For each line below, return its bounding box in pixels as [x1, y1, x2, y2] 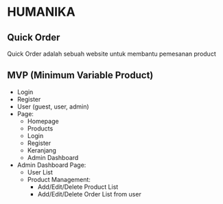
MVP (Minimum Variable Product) [7, 69, 154, 81]
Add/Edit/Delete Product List [37, 183, 119, 191]
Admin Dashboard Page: [16, 161, 86, 169]
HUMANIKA [7, 4, 75, 20]
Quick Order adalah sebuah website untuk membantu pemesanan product [7, 49, 216, 58]
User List [27, 168, 54, 176]
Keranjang [27, 146, 57, 155]
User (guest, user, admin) [16, 102, 89, 111]
